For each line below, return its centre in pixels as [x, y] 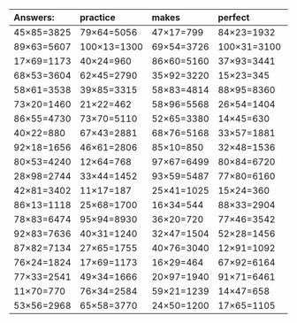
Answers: [34, 17]
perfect [234, 17]
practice [97, 17]
